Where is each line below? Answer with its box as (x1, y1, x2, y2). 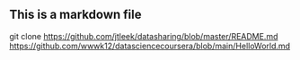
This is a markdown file (9, 7, 142, 22)
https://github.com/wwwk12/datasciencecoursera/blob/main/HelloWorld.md (9, 40, 290, 51)
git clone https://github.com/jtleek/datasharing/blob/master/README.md (9, 30, 278, 41)
